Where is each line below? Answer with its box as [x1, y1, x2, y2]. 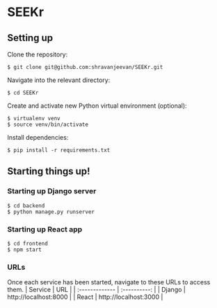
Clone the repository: [7, 50, 68, 58]
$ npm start [7, 246, 42, 253]
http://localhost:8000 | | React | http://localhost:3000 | [7, 293, 163, 301]
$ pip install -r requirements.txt [7, 147, 111, 154]
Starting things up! [7, 165, 90, 177]
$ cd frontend [7, 240, 49, 247]
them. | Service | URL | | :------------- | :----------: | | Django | [7, 286, 186, 294]
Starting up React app [7, 224, 83, 234]
